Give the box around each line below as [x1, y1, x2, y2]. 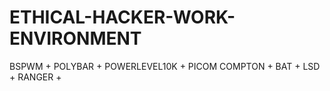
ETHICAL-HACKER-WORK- [9, 6, 236, 29]
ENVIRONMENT [9, 27, 142, 50]
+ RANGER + [9, 71, 62, 83]
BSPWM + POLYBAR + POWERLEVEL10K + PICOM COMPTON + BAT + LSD [9, 60, 321, 72]
